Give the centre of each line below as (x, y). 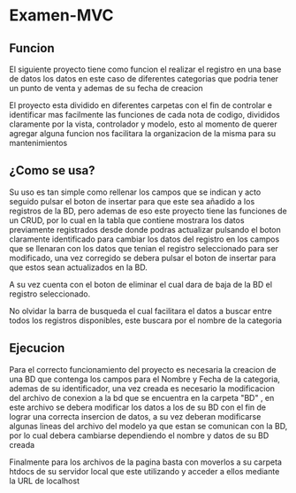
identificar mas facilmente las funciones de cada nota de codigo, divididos (144, 115)
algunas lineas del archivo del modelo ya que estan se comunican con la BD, (148, 426)
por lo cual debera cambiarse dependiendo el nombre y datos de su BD (139, 435)
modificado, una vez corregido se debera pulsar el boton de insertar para (143, 258)
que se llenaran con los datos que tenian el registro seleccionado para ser (144, 248)
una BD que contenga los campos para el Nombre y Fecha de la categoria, (145, 379)
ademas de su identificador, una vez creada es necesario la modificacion (142, 388)
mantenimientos (38, 143)
